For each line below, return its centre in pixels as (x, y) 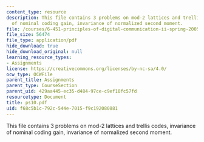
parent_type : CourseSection (42, 86)
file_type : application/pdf (42, 40)
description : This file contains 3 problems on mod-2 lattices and (93, 18)
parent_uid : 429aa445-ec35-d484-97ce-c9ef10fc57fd (72, 91)
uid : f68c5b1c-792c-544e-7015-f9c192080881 (62, 108)
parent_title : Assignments (40, 80)
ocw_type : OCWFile (29, 74)
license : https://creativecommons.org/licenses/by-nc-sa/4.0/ (87, 69)
